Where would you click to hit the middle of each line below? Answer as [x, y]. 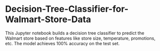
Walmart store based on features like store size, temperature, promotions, [80, 38]
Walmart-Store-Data [48, 19]
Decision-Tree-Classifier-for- [67, 9]
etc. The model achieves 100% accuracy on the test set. [62, 43]
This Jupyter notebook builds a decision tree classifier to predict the [75, 33]
